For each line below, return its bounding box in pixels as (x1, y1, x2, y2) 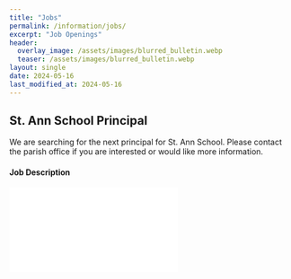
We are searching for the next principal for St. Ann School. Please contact (9, 136, 283, 148)
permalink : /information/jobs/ (9, 22, 127, 31)
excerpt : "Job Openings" (9, 30, 102, 39)
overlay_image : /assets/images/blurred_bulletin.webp (17, 47, 223, 56)
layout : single (9, 64, 66, 73)
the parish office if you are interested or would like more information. (9, 146, 263, 157)
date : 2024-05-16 (9, 72, 75, 81)
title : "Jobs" (9, 13, 63, 22)
